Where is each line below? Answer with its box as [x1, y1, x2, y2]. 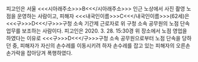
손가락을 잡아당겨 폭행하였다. [6, 50, 73, 56]
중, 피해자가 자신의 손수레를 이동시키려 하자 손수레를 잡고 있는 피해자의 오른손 [12, 42, 191, 49]
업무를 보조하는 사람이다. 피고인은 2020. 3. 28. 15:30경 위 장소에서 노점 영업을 [6, 27, 187, 34]
